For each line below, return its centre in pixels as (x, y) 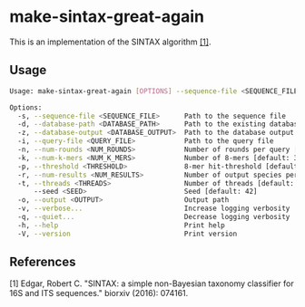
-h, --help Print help (121, 225)
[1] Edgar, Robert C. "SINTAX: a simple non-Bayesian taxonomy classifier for (152, 283)
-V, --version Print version (128, 234)
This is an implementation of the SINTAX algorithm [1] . (110, 42)
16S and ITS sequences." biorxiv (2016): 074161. (99, 293)
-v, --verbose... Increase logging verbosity (154, 209)
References (43, 262)
